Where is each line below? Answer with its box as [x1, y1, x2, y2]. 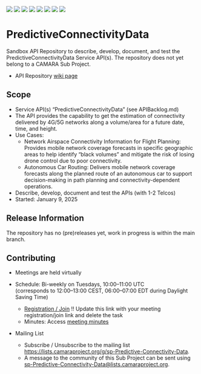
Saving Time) [15, 294, 48, 301]
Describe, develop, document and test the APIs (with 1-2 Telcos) [15, 189, 176, 196]
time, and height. [15, 124, 58, 132]
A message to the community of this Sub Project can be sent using [24, 354, 191, 362]
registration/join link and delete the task [24, 312, 123, 319]
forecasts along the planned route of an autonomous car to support [24, 170, 193, 177]
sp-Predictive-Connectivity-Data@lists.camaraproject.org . [24, 361, 170, 368]
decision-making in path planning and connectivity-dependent [24, 176, 180, 184]
